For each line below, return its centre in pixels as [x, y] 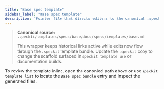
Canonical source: [36, 33]
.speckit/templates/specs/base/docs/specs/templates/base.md [81, 37]
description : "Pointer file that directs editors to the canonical [75, 18]
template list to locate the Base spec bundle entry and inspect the [72, 76]
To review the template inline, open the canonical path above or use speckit [81, 71]
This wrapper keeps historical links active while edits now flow [80, 46]
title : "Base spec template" [35, 9]
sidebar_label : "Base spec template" [43, 14]
